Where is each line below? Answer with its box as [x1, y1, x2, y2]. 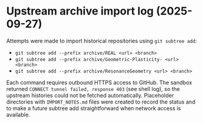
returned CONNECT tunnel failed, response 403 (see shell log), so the [6, 85, 181, 92]
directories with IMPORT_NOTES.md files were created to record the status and [6, 98, 196, 105]
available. [6, 111, 30, 118]
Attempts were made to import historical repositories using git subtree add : [6, 37, 198, 44]
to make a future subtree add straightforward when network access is [6, 104, 181, 111]
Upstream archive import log [6, 4, 154, 18]
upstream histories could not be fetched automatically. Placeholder [6, 91, 174, 99]
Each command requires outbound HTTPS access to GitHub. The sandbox [6, 79, 193, 86]
